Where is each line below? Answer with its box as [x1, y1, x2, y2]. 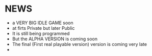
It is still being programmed [12, 30, 70, 36]
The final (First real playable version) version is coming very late [12, 41, 147, 47]
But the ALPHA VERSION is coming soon [12, 36, 98, 42]
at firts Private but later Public [12, 25, 75, 31]
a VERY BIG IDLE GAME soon [12, 20, 73, 26]
